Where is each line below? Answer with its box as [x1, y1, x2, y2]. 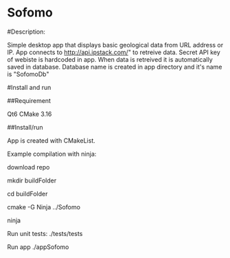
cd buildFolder [7, 189, 48, 198]
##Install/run [7, 123, 43, 131]
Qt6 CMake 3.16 [7, 110, 52, 118]
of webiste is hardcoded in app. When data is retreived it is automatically [7, 55, 213, 63]
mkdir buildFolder [7, 176, 57, 185]
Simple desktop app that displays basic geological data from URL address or [7, 40, 224, 49]
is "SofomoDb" [7, 70, 49, 78]
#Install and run [7, 83, 51, 91]
